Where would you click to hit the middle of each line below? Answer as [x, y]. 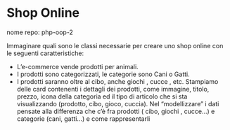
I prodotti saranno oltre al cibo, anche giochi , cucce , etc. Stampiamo [117, 81]
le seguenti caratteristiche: [45, 53]
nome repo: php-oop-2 [40, 32]
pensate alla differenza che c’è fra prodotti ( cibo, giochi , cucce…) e [116, 111]
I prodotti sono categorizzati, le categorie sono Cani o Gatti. [103, 74]
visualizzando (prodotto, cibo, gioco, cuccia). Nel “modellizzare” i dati [118, 103]
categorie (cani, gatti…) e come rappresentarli [83, 118]
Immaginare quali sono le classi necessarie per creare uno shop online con [115, 45]
